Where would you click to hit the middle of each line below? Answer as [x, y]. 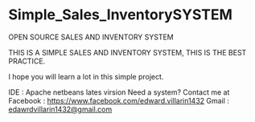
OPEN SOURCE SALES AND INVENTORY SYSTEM [91, 37]
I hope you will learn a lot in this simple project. [86, 76]
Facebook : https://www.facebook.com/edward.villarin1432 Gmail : [119, 100]
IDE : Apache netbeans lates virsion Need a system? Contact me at [119, 92]
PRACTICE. [27, 61]
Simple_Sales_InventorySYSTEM [121, 15]
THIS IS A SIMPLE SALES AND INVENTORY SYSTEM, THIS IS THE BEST [127, 52]
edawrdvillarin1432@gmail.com [60, 109]
